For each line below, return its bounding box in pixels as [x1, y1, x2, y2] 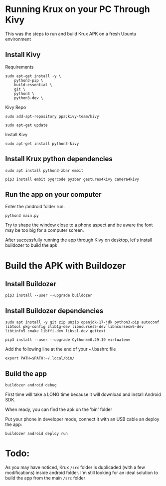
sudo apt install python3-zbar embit [5, 168, 84, 173]
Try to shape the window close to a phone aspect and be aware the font [5, 222, 153, 228]
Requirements [5, 64, 34, 70]
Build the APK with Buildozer [5, 260, 126, 271]
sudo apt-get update [5, 123, 48, 128]
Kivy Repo [5, 104, 26, 110]
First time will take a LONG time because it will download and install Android [5, 391, 161, 397]
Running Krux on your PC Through [5, 4, 151, 15]
